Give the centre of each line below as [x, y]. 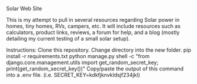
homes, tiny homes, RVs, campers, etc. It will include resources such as [93, 26]
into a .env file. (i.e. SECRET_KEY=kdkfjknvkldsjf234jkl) [73, 75]
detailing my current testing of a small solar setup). [68, 38]
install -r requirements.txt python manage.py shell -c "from [78, 56]
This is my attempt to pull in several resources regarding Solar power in [93, 20]
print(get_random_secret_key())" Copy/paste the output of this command [95, 69]
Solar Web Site [24, 9]
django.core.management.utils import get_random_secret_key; [82, 62]
